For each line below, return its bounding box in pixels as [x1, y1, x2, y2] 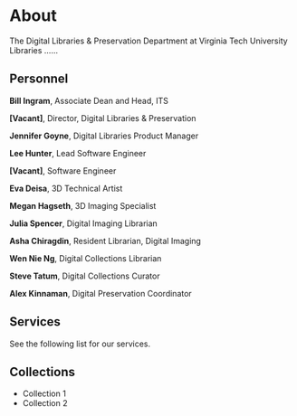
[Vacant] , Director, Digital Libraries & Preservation [9, 112, 196, 123]
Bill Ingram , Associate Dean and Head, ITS [9, 95, 169, 106]
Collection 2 [22, 398, 68, 409]
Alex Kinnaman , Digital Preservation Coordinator [9, 288, 192, 298]
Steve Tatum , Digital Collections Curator [9, 270, 160, 281]
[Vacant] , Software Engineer [9, 165, 117, 176]
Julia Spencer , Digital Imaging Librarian [9, 218, 158, 229]
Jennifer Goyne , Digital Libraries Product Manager [9, 130, 199, 141]
